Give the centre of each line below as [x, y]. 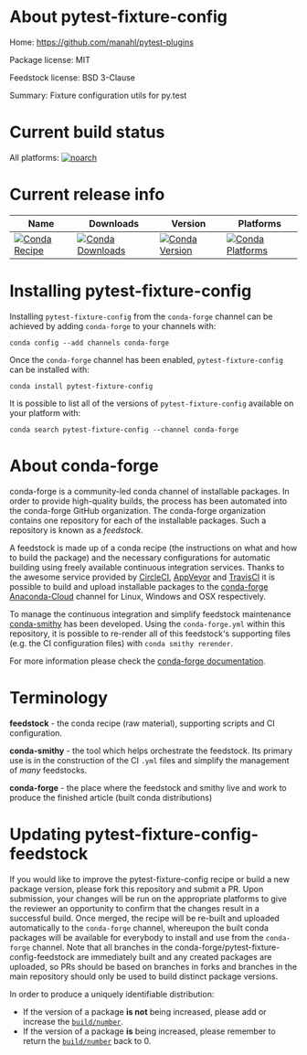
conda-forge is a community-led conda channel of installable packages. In [149, 491]
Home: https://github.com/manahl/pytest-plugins [102, 42]
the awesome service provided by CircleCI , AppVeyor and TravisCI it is [143, 577]
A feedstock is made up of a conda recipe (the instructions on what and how [153, 548]
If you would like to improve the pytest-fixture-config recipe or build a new [150, 879]
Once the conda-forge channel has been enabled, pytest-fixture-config [146, 359]
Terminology [58, 698]
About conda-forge [84, 466]
